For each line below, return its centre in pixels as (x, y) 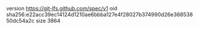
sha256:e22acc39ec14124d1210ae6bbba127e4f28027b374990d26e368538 (99, 14)
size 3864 (48, 21)
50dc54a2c (20, 21)
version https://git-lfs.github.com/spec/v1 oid (62, 8)
